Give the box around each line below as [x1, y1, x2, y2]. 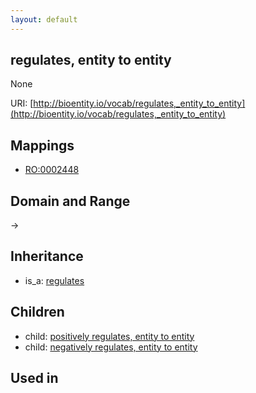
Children [10, 304, 65, 321]
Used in [10, 370, 59, 387]
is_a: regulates [24, 274, 85, 286]
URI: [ [10, 97, 34, 110]
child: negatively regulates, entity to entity [24, 341, 198, 353]
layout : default [10, 14, 78, 25]
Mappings [10, 137, 75, 154]
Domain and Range [10, 192, 131, 210]
